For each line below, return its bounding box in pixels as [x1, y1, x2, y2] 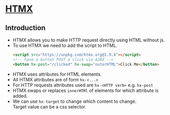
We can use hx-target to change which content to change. [12, 98, 137, 104]
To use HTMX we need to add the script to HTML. [12, 42, 117, 49]
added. [12, 93, 28, 99]
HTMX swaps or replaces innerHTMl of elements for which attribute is [12, 87, 159, 94]
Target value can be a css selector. [12, 103, 87, 110]
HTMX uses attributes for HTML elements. [12, 71, 102, 77]
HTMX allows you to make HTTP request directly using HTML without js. [12, 37, 165, 43]
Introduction [5, 24, 46, 32]
